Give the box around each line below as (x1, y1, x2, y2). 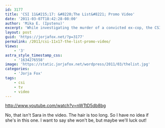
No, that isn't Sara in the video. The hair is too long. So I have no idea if (5, 112, 149, 118)
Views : (5, 44, 19, 49)
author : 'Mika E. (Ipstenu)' (5, 21, 65, 26)
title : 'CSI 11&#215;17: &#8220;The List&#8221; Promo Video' (5, 12, 135, 17)
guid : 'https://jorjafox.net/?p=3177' (5, 35, 84, 40)
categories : (5, 67, 29, 72)
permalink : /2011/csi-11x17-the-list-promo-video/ (5, 39, 111, 44)
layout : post (5, 30, 32, 35)
